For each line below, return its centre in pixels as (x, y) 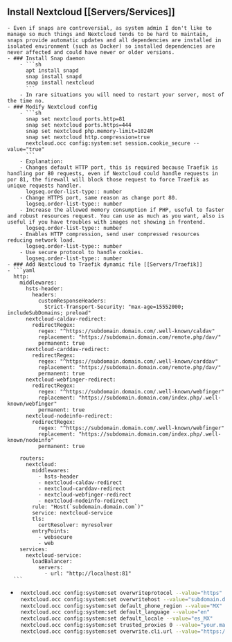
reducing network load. (42, 240)
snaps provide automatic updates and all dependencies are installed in (114, 40)
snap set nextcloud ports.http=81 (75, 119)
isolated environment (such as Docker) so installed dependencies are (111, 46)
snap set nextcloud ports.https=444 (78, 125)
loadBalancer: (52, 561)
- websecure (55, 537)
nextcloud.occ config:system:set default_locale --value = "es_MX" (117, 619)
